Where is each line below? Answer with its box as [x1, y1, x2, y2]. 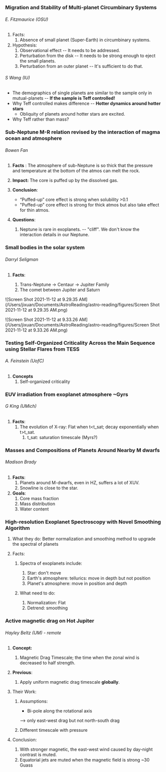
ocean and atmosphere [5, 135, 62, 142]
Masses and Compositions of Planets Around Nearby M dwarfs [5, 447, 160, 453]
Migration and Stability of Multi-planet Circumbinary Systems [5, 4, 157, 11]
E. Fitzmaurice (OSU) [5, 16, 49, 22]
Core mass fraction [19, 495, 59, 501]
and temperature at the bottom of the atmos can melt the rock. [12, 168, 140, 174]
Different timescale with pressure [19, 727, 88, 733]
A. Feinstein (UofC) [5, 358, 45, 364]
